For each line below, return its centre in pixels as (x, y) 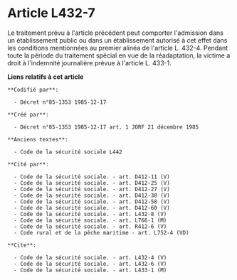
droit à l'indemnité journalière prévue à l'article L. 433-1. (90, 63)
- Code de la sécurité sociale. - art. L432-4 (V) (90, 257)
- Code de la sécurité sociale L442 (68, 152)
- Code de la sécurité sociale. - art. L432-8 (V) (90, 214)
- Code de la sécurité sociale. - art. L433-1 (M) (90, 270)
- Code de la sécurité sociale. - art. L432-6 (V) (90, 264)
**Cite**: (22, 245)
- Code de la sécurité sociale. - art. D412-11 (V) (92, 177)
